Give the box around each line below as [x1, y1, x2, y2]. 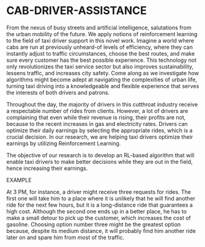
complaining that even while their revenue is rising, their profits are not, [6, 114, 186, 121]
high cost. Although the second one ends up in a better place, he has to [6, 207, 187, 215]
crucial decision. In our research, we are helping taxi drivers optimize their [6, 133, 193, 141]
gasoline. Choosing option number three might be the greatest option [6, 221, 181, 228]
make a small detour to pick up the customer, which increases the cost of [6, 214, 191, 221]
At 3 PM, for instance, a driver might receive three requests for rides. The [6, 188, 192, 196]
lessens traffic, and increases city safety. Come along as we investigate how [6, 69, 199, 76]
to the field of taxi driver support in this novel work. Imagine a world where [6, 37, 195, 44]
